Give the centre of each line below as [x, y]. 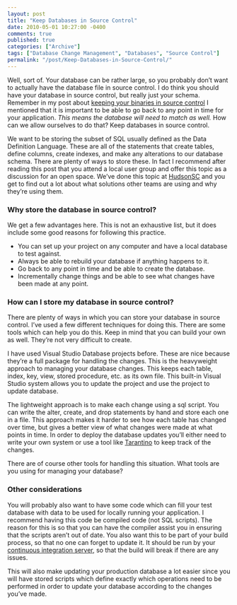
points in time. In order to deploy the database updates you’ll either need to [117, 435]
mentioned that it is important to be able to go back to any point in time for [116, 110]
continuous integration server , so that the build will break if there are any [113, 550]
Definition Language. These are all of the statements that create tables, [111, 146]
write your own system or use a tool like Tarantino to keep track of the [109, 442]
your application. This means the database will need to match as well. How [117, 117]
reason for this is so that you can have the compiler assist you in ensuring [115, 527]
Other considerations [45, 490]
